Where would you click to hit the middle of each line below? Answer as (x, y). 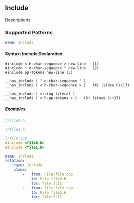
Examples (15, 109)
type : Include (28, 165)
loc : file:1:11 (47, 183)
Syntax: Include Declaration (34, 54)
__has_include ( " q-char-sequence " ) (46, 81)
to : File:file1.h (49, 192)
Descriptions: (19, 20)
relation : (15, 161)
